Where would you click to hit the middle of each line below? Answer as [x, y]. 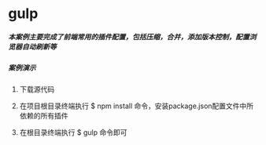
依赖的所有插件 [44, 115]
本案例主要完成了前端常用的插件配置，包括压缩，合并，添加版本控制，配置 [129, 37]
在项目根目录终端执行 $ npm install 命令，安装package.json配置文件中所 [137, 106]
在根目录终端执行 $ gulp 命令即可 [73, 132]
